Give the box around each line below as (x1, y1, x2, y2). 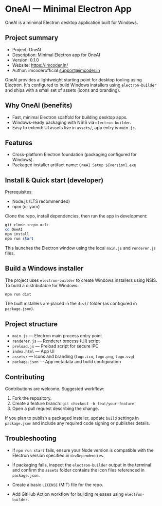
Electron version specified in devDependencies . (12, 452, 105, 458)
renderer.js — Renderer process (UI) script (12, 338, 100, 344)
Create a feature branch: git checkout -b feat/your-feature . (12, 401, 136, 406)
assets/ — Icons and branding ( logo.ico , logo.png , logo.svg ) (12, 353, 135, 359)
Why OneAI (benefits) (5, 101, 72, 110)
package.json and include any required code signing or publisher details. (5, 420, 150, 426)
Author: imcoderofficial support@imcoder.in (12, 67, 100, 73)
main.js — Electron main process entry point (12, 333, 102, 339)
